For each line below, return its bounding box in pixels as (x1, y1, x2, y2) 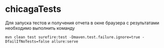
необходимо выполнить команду (5, 25, 75, 31)
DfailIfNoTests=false (5, 39, 50, 44)
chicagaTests (5, 3, 62, 15)
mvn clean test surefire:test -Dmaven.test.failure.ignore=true (5, 35, 140, 40)
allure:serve (51, 39, 79, 44)
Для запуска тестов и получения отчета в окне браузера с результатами (5, 20, 160, 26)
